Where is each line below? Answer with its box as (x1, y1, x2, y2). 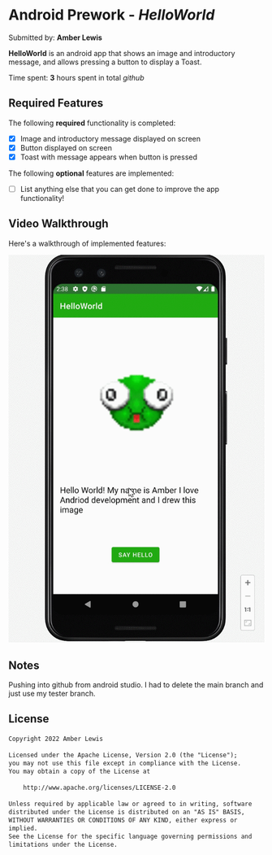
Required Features (8, 96, 104, 111)
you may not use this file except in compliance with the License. (8, 759, 242, 767)
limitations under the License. (8, 840, 118, 848)
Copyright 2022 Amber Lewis (8, 735, 104, 743)
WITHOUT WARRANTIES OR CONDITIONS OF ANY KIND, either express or (8, 816, 238, 824)
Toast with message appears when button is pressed (19, 152, 197, 162)
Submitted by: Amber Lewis (8, 33, 103, 42)
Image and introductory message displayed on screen (19, 133, 201, 143)
